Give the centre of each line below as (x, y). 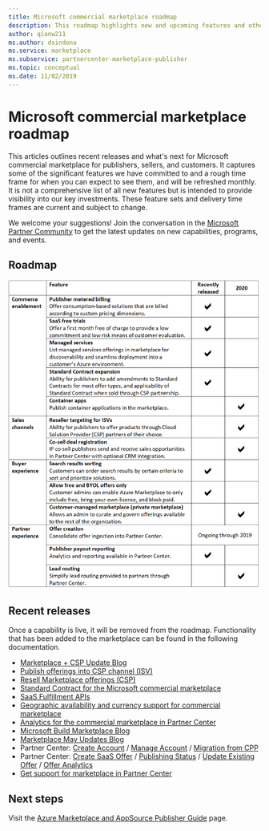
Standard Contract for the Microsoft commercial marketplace (120, 688)
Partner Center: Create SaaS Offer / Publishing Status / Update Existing (137, 756)
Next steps (36, 799)
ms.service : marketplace (50, 51)
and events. (28, 240)
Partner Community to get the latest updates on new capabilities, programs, (133, 231)
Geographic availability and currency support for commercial (120, 705)
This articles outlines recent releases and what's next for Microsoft (118, 156)
